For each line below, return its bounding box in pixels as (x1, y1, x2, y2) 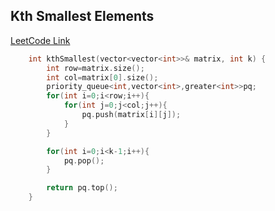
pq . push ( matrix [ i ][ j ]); (81, 110, 182, 120)
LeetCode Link (10, 34, 71, 46)
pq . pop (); (63, 155, 105, 166)
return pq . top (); (46, 183, 118, 193)
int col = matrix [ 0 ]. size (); (46, 72, 159, 83)
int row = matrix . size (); (46, 63, 145, 73)
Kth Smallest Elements (10, 8, 155, 25)
